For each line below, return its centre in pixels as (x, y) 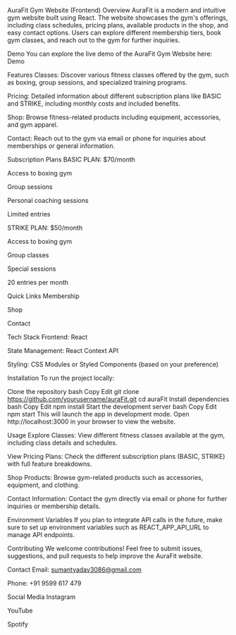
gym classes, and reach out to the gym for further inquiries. (94, 40)
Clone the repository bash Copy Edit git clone (73, 392)
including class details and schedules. (62, 443)
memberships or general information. (61, 146)
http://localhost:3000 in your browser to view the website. (92, 421)
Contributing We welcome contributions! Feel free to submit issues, (105, 548)
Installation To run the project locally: (61, 378)
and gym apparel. (33, 125)
